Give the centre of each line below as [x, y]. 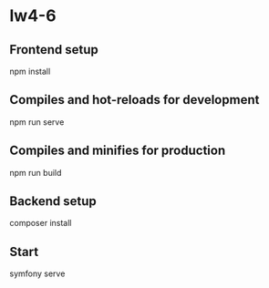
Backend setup [53, 201]
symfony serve [37, 273]
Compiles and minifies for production [118, 151]
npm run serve [37, 122]
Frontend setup [54, 50]
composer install [41, 223]
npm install [30, 71]
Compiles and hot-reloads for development [134, 100]
